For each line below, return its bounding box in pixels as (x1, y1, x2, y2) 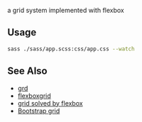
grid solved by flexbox (17, 99, 83, 107)
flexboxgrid (17, 91, 51, 100)
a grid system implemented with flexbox (7, 6, 124, 14)
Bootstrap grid (17, 106, 60, 115)
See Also (7, 65, 48, 77)
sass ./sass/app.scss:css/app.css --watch (7, 45, 135, 52)
